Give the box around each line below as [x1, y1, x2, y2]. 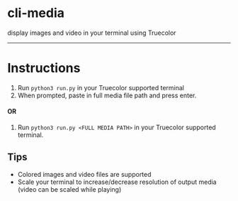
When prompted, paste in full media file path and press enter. [17, 91, 197, 99]
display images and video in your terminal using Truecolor [7, 28, 176, 37]
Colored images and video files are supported [17, 170, 152, 178]
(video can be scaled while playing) [17, 185, 122, 193]
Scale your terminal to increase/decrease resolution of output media [17, 178, 217, 186]
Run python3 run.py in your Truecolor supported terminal [17, 83, 184, 92]
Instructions [7, 60, 81, 76]
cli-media [7, 5, 65, 21]
